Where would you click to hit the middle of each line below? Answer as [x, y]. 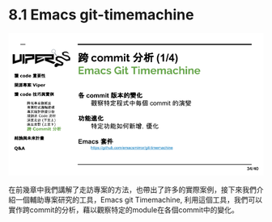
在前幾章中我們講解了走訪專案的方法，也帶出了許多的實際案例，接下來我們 [132, 190]
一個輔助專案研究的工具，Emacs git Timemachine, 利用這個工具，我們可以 [139, 200]
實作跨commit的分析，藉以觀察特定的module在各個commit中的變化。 [123, 210]
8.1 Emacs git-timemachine [101, 15]
